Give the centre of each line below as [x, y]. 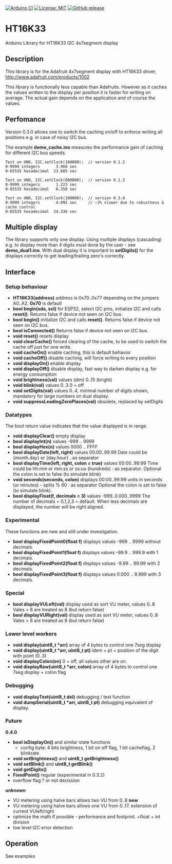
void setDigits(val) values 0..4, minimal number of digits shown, [81, 391]
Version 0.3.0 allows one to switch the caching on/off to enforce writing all [84, 132]
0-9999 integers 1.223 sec [41, 184]
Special [15, 593]
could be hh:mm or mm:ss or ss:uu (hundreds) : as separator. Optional [87, 469]
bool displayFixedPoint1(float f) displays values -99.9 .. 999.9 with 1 [85, 552]
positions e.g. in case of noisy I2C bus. [46, 137]
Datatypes [19, 415]
